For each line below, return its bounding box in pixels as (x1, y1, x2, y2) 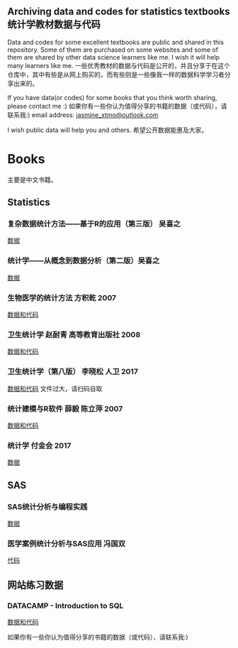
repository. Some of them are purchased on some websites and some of (7, 45, 218, 54)
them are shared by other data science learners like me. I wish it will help (7, 53, 220, 61)
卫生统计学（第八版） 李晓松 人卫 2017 (7, 367, 138, 377)
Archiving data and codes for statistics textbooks (7, 6, 230, 18)
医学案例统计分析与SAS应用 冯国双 (7, 539, 126, 549)
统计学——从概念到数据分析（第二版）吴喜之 (7, 256, 160, 265)
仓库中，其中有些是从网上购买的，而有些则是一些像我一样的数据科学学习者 (7, 70, 225, 79)
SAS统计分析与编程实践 (7, 502, 88, 512)
